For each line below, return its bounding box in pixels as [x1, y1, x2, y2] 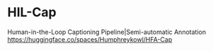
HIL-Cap [7, 4, 57, 21]
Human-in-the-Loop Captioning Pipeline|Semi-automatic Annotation [7, 28, 207, 36]
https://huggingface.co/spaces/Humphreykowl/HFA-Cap [7, 35, 173, 43]
